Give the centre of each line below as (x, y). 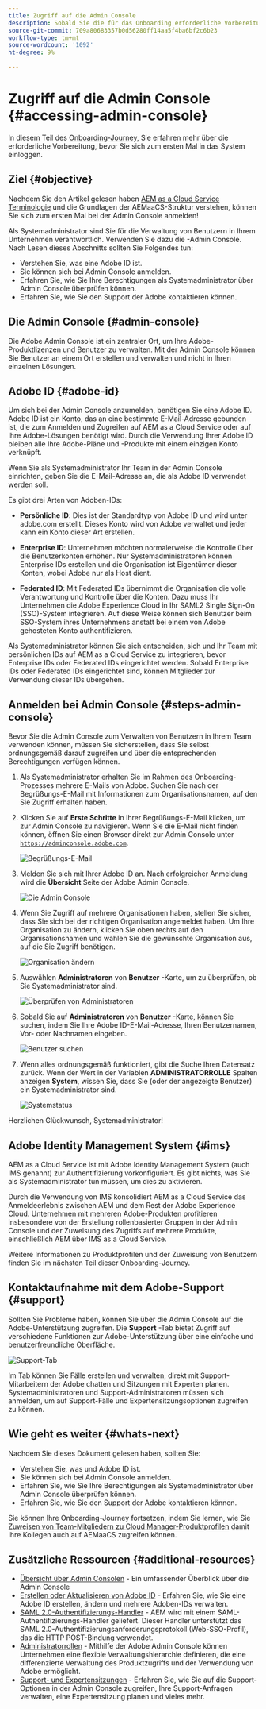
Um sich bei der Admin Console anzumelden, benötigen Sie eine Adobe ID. (130, 411)
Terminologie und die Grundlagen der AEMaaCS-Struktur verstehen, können (133, 206)
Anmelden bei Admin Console (83, 705)
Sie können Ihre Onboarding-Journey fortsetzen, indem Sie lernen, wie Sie (129, 1518)
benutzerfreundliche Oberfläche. (62, 1344)
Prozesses (36, 785)
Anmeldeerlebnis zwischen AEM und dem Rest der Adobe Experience (122, 1205)
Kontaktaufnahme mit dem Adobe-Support (116, 1288)
